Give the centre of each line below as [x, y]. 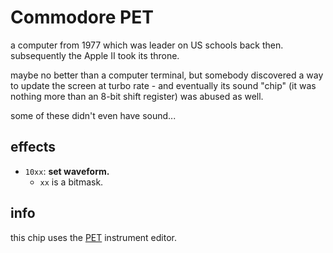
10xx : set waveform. [67, 171]
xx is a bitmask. [71, 182]
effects [33, 147]
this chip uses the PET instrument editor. [94, 237]
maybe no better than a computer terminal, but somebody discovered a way [167, 75]
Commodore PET [82, 17]
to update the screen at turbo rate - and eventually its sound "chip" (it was [163, 85]
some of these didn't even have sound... [93, 115]
